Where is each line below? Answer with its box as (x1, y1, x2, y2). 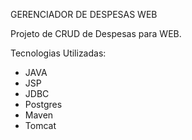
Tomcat (24, 120, 57, 131)
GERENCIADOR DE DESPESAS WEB (10, 9, 158, 20)
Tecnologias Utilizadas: (10, 47, 107, 59)
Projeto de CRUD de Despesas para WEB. (10, 28, 182, 39)
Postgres (24, 99, 63, 110)
